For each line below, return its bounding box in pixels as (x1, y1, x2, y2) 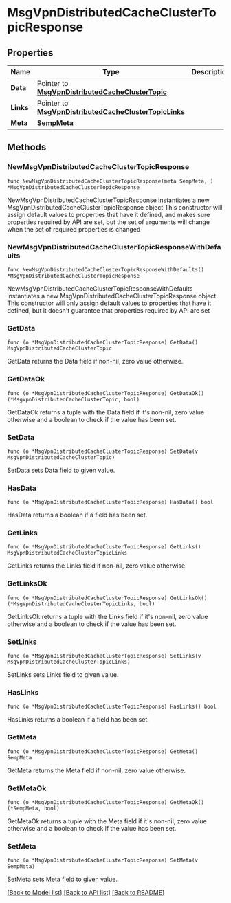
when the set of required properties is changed (7, 225, 141, 233)
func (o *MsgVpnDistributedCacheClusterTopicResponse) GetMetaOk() (7, 799, 205, 805)
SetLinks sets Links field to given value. (7, 671, 119, 679)
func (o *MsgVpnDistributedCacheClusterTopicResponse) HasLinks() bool (7, 703, 217, 711)
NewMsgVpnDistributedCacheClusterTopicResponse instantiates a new (7, 196, 210, 204)
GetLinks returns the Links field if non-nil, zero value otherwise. (7, 561, 187, 570)
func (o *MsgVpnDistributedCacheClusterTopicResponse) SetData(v (7, 448, 198, 455)
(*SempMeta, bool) (7, 805, 60, 812)
